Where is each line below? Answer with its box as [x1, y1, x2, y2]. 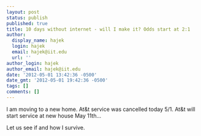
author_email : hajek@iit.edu [6, 66, 81, 72]
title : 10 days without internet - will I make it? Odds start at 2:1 [6, 26, 191, 32]
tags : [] [6, 83, 29, 89]
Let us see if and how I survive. [6, 124, 85, 131]
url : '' [12, 55, 32, 61]
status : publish [6, 15, 48, 21]
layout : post [6, 9, 40, 15]
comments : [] [6, 89, 40, 95]
